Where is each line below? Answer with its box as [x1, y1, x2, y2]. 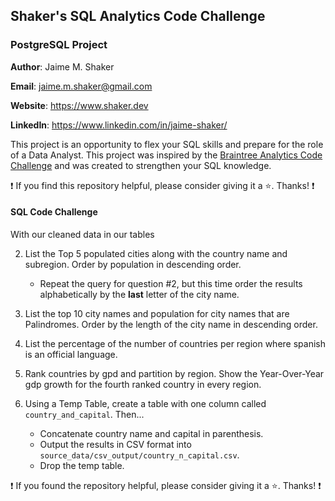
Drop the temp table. [39, 459, 125, 471]
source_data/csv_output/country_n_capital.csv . [39, 449, 240, 461]
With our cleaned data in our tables [10, 228, 155, 240]
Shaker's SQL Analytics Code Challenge [10, 8, 266, 25]
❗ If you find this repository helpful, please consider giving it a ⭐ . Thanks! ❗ [10, 179, 315, 191]
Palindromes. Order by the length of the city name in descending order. [24, 318, 318, 330]
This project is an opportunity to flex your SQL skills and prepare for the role [10, 138, 324, 150]
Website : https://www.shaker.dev [10, 99, 149, 111]
